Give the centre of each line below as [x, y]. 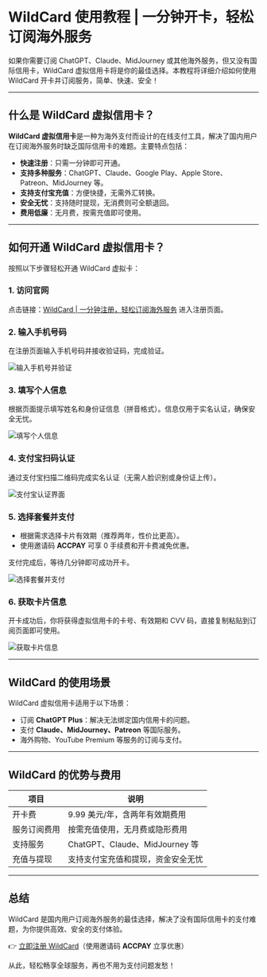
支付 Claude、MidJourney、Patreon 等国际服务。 [102, 730]
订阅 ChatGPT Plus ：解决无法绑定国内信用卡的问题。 [107, 720]
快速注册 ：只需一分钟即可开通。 [72, 163]
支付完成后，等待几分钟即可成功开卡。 [71, 563]
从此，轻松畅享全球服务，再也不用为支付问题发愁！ [92, 965]
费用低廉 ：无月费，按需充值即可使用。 [82, 212]
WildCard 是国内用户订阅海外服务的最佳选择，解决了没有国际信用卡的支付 [129, 919]
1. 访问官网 [29, 290]
